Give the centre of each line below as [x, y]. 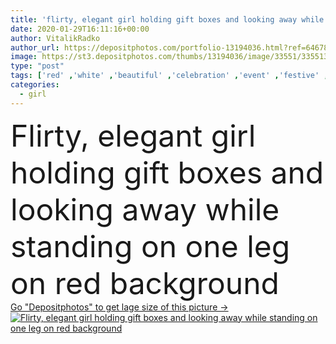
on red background [145, 283]
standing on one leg [150, 246]
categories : [35, 85]
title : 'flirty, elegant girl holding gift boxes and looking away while [167, 19]
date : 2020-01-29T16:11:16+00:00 [80, 29]
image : [24, 57]
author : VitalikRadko [55, 38]
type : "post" [37, 66]
